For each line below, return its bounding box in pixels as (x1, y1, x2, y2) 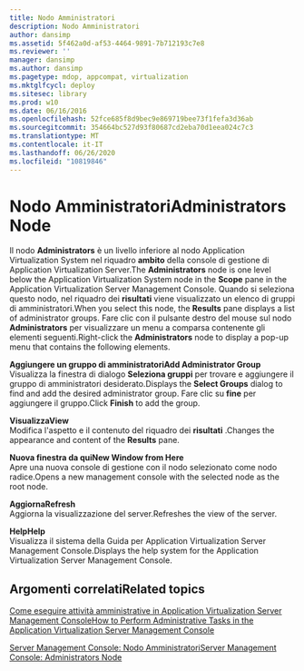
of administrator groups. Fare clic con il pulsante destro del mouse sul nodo (9, 312, 292, 323)
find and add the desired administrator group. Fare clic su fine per (9, 388, 257, 400)
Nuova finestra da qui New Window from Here (9, 452, 184, 463)
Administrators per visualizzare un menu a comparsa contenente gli (9, 322, 266, 333)
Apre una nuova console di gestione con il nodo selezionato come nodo (9, 462, 278, 473)
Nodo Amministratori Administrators (9, 196, 287, 216)
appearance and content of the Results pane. (9, 435, 180, 446)
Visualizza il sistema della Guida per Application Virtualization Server (9, 536, 266, 547)
